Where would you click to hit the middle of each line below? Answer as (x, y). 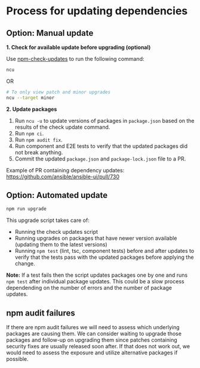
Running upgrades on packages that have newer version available (96, 238)
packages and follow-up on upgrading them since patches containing (92, 340)
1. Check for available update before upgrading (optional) (79, 47)
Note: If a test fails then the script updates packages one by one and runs (97, 275)
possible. (17, 359)
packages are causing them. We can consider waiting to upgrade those (94, 334)
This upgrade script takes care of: (48, 220)
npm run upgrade (26, 209)
